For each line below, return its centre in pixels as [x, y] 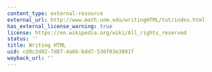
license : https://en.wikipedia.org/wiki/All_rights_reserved [97, 33]
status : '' [23, 39]
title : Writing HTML [37, 45]
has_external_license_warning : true [60, 26]
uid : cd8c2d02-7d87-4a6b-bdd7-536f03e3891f [71, 52]
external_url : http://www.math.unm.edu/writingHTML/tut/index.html [106, 20]
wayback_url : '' [30, 58]
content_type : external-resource [55, 13]
